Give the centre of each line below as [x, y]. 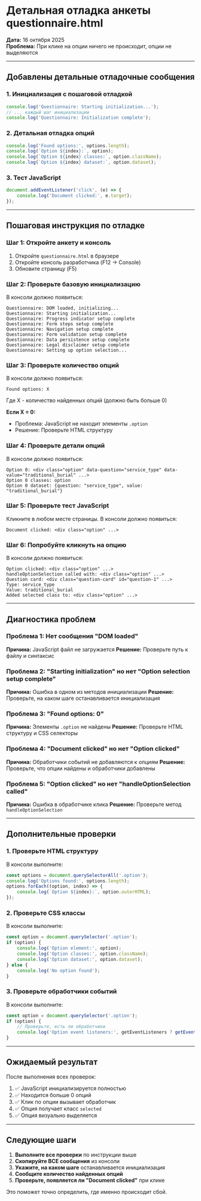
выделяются [22, 52]
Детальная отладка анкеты [78, 11]
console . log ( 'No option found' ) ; [59, 971]
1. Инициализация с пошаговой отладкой [69, 94]
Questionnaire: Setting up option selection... [67, 350]
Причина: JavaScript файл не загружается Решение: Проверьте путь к [97, 649]
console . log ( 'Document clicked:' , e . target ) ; [75, 196]
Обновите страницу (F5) [46, 268]
